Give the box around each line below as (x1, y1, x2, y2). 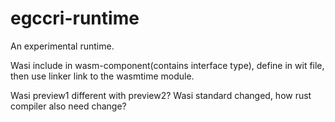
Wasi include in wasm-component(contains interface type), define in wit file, (10, 59, 325, 71)
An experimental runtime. (10, 40, 115, 52)
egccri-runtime (10, 7, 140, 30)
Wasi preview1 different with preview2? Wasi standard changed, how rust (10, 89, 312, 101)
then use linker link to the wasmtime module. (10, 70, 195, 82)
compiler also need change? (10, 100, 127, 112)
